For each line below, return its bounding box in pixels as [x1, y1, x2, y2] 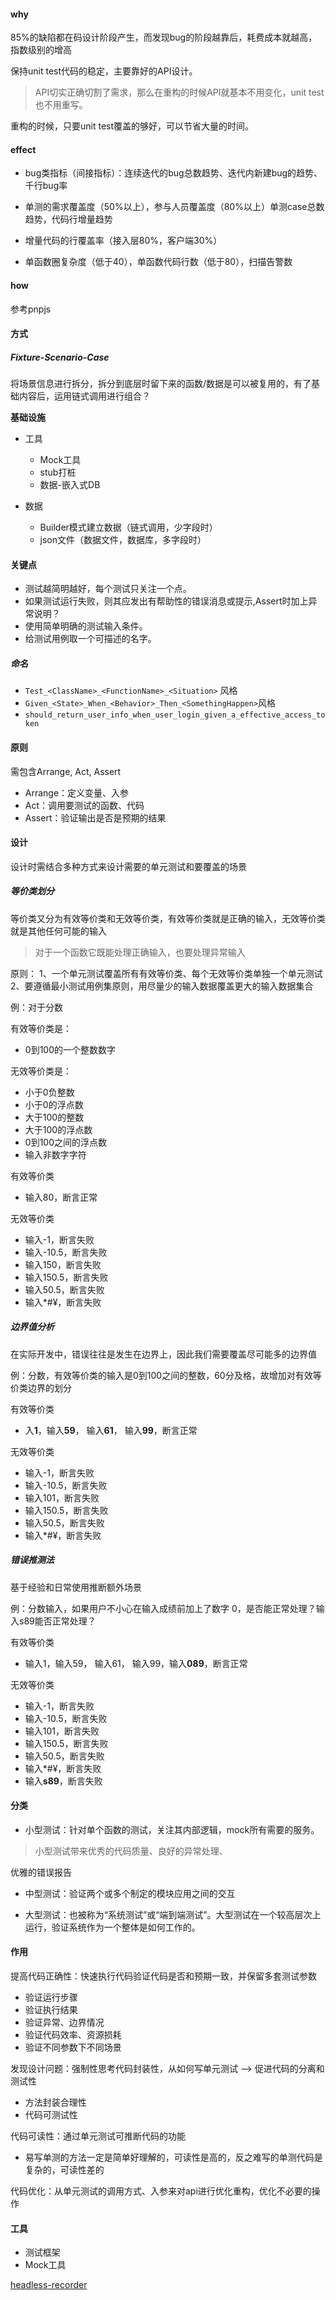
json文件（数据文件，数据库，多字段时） [39, 534, 207, 546]
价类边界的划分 [10, 1381, 72, 1394]
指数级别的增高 [10, 44, 72, 56]
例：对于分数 [10, 1001, 63, 1013]
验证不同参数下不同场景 [24, 2041, 122, 2054]
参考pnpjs [10, 303, 52, 315]
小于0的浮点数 [24, 1098, 84, 1110]
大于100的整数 [24, 1111, 85, 1123]
